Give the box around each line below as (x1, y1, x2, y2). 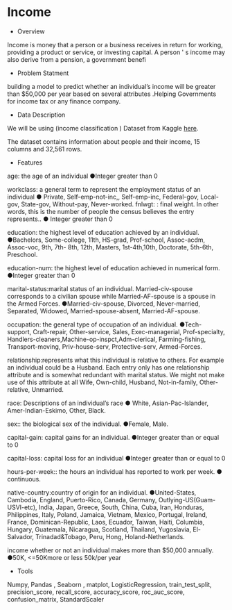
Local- (200, 192, 220, 201)
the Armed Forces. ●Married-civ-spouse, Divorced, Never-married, (7, 299, 201, 308)
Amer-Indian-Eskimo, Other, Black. (7, 406, 106, 414)
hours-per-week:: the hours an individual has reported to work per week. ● (7, 467, 223, 476)
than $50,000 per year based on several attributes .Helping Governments (7, 90, 217, 98)
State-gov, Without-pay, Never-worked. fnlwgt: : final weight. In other (20, 199, 219, 208)
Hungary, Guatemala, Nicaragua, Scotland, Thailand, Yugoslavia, (7, 525, 192, 534)
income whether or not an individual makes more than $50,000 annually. (7, 546, 214, 554)
